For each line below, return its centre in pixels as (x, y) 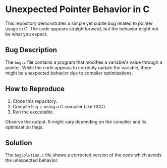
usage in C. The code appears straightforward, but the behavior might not (82, 28)
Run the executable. (33, 112)
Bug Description (31, 50)
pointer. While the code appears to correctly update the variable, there (78, 67)
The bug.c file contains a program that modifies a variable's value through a (84, 62)
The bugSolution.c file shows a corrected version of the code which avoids (83, 155)
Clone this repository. (35, 101)
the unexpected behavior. (32, 160)
